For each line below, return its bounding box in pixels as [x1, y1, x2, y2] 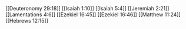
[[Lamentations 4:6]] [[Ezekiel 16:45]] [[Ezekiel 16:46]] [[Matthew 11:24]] [5, 11, 181, 18]
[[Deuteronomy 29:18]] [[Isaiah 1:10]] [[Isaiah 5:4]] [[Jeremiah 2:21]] [5, 5, 170, 12]
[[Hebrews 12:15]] [5, 17, 48, 24]
